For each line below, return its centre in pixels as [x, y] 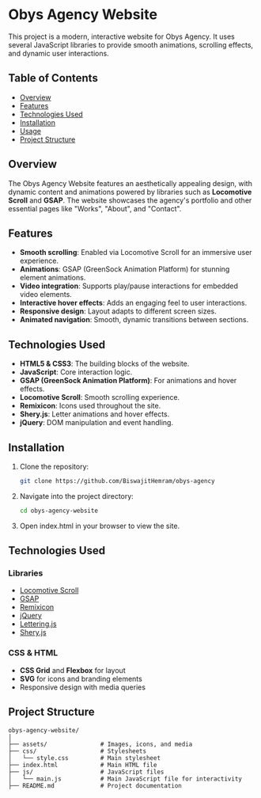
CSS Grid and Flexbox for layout [72, 670]
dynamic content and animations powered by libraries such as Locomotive [130, 192]
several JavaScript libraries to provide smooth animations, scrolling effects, [131, 44]
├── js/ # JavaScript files [86, 772]
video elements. [46, 294]
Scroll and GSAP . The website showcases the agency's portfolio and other [130, 200]
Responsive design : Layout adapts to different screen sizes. [118, 311]
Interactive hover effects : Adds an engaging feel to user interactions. [133, 303]
